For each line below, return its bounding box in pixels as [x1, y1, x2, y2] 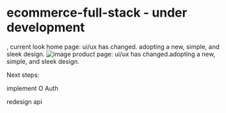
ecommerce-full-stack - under [6, 5, 188, 21]
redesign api [6, 97, 43, 105]
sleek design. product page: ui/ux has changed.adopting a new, [6, 50, 216, 58]
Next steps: [6, 71, 40, 79]
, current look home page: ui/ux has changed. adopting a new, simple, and [6, 42, 220, 51]
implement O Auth [6, 84, 59, 92]
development [6, 19, 85, 35]
